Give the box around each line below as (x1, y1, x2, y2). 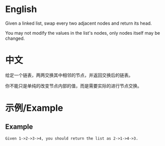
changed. (5, 35, 25, 41)
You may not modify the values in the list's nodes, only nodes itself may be (5, 30, 160, 36)
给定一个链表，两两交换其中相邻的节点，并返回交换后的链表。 (5, 72, 133, 78)
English (5, 4, 37, 15)
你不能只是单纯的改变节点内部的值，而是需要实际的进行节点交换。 (5, 83, 142, 89)
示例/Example (5, 102, 63, 114)
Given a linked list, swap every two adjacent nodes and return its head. (5, 20, 152, 26)
